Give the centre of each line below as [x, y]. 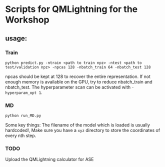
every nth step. [21, 135]
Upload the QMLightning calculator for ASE [49, 159]
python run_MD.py [23, 116]
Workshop [27, 20]
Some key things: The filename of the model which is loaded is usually [77, 125]
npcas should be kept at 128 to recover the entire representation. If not [78, 76]
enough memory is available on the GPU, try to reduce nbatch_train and [79, 81]
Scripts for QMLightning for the [71, 9]
